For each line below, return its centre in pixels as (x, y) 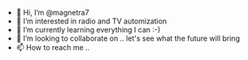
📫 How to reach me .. (53, 47)
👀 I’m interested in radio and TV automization (91, 21)
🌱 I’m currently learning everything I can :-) (88, 30)
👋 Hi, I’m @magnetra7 (52, 13)
